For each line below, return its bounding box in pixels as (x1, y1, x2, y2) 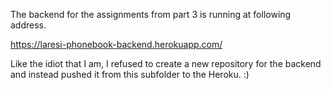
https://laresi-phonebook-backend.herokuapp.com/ (10, 39, 223, 50)
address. (10, 19, 47, 31)
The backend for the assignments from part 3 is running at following (10, 9, 292, 20)
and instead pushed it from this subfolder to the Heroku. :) (10, 69, 250, 80)
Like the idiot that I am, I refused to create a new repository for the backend (10, 58, 322, 69)
